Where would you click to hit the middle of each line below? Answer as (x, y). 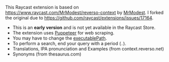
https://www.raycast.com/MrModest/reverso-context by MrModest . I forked (85, 12)
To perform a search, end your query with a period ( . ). (69, 43)
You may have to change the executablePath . (60, 38)
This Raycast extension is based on (42, 7)
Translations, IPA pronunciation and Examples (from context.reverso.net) (88, 49)
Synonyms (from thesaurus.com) (47, 54)
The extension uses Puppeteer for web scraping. (64, 33)
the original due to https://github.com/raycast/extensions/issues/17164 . (79, 18)
